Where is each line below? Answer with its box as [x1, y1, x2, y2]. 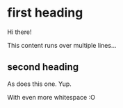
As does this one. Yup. [7, 80, 72, 88]
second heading [7, 61, 79, 73]
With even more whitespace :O [7, 93, 96, 101]
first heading [7, 5, 83, 21]
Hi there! [7, 28, 32, 36]
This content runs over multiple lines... [7, 41, 117, 49]
